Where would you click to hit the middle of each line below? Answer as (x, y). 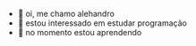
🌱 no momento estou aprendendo (80, 32)
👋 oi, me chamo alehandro (66, 14)
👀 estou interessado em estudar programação (102, 23)
